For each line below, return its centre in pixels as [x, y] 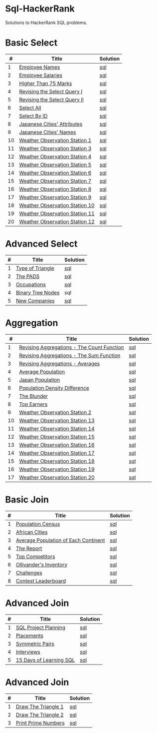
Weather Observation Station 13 [57, 420]
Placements [30, 635]
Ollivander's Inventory [42, 564]
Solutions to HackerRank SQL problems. [46, 23]
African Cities [32, 532]
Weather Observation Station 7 [55, 181]
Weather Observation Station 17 [57, 453]
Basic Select [31, 43]
